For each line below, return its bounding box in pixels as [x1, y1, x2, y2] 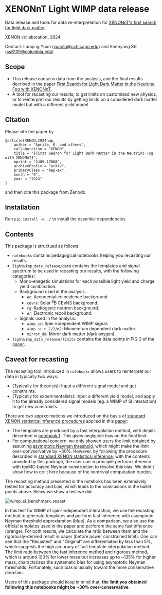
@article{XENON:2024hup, [5, 138, 55, 143]
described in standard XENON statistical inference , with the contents [12, 453, 150, 459]
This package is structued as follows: [5, 243, 80, 249]
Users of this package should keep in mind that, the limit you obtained [5, 579, 147, 585]
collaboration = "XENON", [14, 146, 67, 151]
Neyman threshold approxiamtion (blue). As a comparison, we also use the [5, 518, 155, 523]
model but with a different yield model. [12, 101, 90, 108]
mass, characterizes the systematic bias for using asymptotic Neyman [5, 559, 146, 565]
